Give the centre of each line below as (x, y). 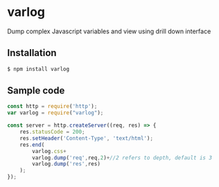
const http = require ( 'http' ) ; (52, 107)
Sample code (36, 91)
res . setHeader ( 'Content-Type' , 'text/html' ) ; (87, 138)
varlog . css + (50, 151)
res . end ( (32, 145)
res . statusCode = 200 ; (52, 132)
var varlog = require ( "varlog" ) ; (55, 113)
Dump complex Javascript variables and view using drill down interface (109, 31)
